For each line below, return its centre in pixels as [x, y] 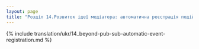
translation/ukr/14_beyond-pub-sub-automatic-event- [100, 33]
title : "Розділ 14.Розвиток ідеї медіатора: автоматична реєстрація [92, 17]
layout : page [22, 11]
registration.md [25, 40]
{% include [20, 33]
